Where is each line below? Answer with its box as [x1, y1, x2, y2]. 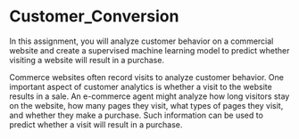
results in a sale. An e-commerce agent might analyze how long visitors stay [9, 91, 290, 102]
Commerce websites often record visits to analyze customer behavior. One [9, 71, 284, 82]
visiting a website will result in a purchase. [9, 54, 165, 65]
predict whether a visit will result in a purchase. [9, 119, 183, 130]
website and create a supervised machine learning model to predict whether [9, 45, 290, 55]
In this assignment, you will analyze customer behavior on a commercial [9, 36, 274, 46]
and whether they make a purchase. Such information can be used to [9, 110, 263, 120]
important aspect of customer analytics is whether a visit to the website [9, 81, 272, 92]
